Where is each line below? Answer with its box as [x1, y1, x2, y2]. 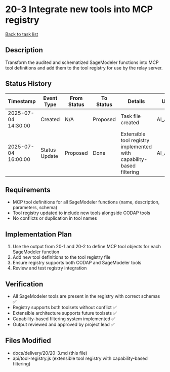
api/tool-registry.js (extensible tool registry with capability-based [12, 355, 148, 361]
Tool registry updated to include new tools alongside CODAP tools [12, 210, 151, 216]
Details [127, 97, 145, 105]
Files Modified [5, 336, 52, 345]
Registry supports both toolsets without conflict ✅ [12, 305, 117, 310]
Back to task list [5, 31, 38, 37]
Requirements [5, 185, 51, 194]
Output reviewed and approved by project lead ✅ [12, 321, 115, 327]
